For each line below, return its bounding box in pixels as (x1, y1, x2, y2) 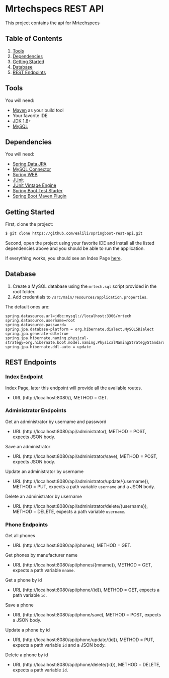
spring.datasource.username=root (5, 318, 75, 323)
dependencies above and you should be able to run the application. (5, 245, 145, 251)
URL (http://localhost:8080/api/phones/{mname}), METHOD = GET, (12, 562, 152, 568)
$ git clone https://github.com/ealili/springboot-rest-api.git (5, 231, 143, 236)
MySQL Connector (12, 166, 51, 172)
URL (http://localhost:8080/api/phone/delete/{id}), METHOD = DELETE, (12, 662, 161, 668)
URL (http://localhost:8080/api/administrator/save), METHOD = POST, (12, 453, 157, 459)
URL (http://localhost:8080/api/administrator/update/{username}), (12, 478, 150, 484)
